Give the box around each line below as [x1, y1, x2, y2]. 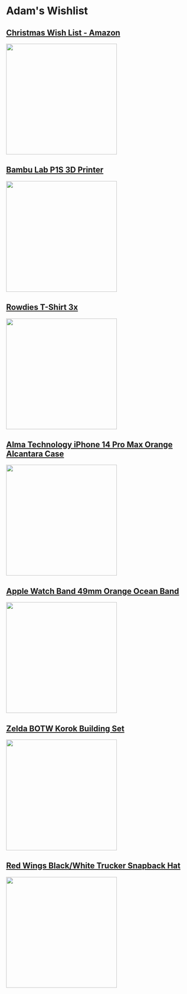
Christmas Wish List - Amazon [6, 28, 121, 38]
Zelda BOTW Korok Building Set [6, 723, 125, 733]
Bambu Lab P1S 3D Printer [6, 165, 104, 175]
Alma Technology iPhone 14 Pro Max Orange [6, 440, 173, 450]
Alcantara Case [6, 449, 64, 459]
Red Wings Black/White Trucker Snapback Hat [6, 861, 181, 871]
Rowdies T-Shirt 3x [6, 303, 78, 313]
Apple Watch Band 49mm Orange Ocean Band [6, 586, 179, 596]
